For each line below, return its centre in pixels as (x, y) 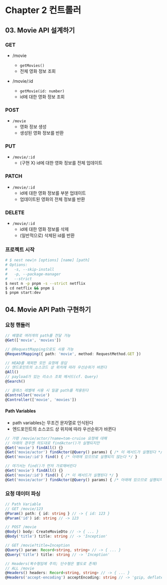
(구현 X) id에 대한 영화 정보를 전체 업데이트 (61, 163)
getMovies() (32, 65)
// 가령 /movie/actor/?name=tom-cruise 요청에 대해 (56, 438)
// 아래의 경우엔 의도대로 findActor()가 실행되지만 (52, 443)
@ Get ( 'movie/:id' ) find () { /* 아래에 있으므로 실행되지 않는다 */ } (71, 457)
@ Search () (15, 382)
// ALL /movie (20, 568)
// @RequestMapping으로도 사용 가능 (39, 349)
